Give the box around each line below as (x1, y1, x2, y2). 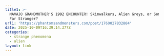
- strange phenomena (9, 35, 51, 39)
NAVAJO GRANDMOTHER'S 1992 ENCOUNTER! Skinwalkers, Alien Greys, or (9, 12, 152, 17)
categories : (5, 30, 29, 35)
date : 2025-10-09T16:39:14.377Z (5, 25, 71, 30)
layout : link (5, 43, 32, 48)
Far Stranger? (9, 16, 38, 21)
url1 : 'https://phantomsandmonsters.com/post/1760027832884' (5, 20, 132, 26)
